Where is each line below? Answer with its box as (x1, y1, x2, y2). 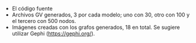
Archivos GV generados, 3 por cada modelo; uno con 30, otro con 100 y (11, 11, 190, 18)
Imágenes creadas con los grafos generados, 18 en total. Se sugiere (11, 24, 180, 31)
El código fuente (11, 5, 53, 12)
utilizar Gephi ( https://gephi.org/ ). (11, 30, 95, 37)
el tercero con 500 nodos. (11, 18, 77, 24)
